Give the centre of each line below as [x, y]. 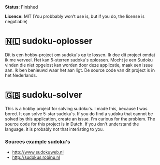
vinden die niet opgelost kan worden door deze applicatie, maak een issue [79, 65]
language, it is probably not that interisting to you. [54, 129]
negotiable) [16, 22]
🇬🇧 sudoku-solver [44, 95]
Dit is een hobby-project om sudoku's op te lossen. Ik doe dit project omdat [80, 55]
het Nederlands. [21, 75]
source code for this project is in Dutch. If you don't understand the [72, 124]
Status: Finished [22, 7]
